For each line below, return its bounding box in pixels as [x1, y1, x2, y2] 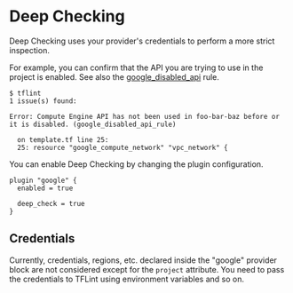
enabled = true [17, 184, 74, 193]
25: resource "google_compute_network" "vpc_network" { [17, 143, 228, 152]
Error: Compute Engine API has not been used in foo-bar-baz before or [9, 112, 280, 121]
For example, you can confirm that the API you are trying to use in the [9, 62, 264, 73]
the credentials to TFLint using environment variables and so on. [9, 273, 244, 284]
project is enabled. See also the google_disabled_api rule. [9, 71, 220, 82]
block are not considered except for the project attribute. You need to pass [9, 264, 285, 274]
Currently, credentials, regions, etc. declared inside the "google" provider [9, 255, 278, 265]
